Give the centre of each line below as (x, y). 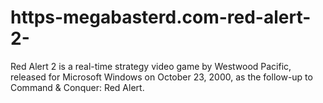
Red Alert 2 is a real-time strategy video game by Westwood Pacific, (151, 66)
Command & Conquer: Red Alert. (77, 87)
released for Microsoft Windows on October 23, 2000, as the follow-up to (161, 77)
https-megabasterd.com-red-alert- (161, 17)
